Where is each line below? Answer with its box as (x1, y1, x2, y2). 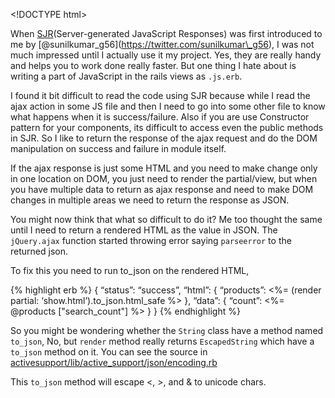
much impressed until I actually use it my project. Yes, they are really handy (10, 49, 322, 61)
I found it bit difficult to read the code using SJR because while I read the (10, 90, 311, 101)
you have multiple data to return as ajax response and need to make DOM (10, 184, 314, 195)
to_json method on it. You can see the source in (10, 346, 208, 358)
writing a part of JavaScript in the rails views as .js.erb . (10, 70, 243, 82)
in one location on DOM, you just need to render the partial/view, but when (10, 173, 318, 184)
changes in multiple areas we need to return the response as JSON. (10, 194, 290, 206)
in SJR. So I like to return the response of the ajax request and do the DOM (10, 132, 318, 144)
